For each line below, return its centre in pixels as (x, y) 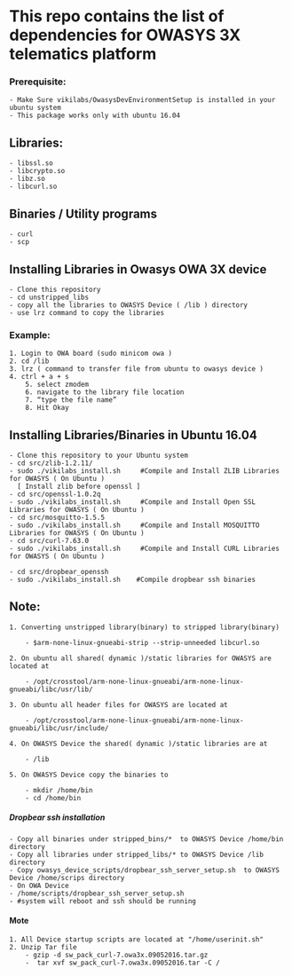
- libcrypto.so (37, 171)
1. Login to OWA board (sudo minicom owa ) (91, 354)
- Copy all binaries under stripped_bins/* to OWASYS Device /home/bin (146, 839)
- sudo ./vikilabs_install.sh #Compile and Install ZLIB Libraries (144, 471)
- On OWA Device (39, 885)
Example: (30, 335)
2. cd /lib (29, 361)
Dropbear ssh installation (57, 817)
